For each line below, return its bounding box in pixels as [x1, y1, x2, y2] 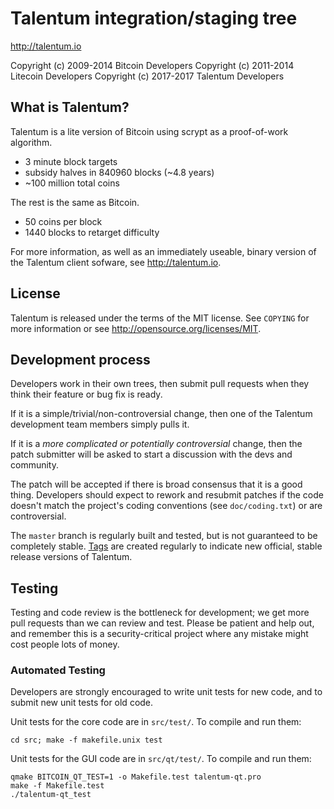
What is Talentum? [10, 99, 130, 116]
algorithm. [10, 136, 53, 148]
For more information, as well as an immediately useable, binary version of [10, 245, 317, 257]
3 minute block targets [24, 155, 118, 167]
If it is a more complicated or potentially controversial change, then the [10, 438, 303, 450]
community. [10, 459, 59, 471]
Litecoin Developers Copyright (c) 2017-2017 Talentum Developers [10, 70, 285, 82]
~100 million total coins [24, 177, 120, 189]
